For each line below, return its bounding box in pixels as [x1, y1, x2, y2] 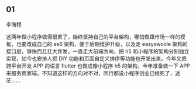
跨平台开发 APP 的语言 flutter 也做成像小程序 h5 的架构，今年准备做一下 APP [6, 62, 190, 69]
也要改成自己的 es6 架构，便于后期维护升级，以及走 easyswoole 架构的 [16, 40, 188, 47]
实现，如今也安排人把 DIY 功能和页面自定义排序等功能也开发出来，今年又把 [6, 55, 187, 62]
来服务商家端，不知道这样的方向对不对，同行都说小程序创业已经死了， [6, 69, 176, 76]
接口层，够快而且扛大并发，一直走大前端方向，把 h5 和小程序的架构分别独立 [6, 48, 190, 55]
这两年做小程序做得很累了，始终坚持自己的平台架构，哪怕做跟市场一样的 [6, 33, 180, 40]
